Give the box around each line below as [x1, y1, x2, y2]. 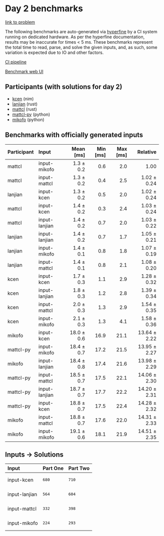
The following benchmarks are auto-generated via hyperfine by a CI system [5, 28, 158, 34]
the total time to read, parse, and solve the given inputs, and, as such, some [5, 44, 158, 50]
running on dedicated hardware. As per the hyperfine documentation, [5, 34, 145, 40]
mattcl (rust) [12, 106, 38, 112]
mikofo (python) [12, 116, 45, 123]
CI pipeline [5, 59, 27, 65]
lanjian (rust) [12, 101, 38, 107]
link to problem [5, 19, 35, 25]
